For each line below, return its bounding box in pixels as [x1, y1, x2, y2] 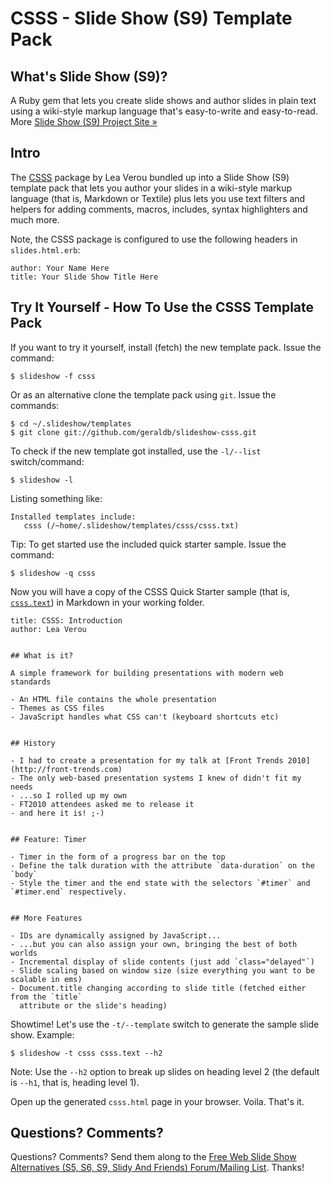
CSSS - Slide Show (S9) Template [10, 7, 293, 30]
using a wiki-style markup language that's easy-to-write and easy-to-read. [10, 105, 318, 117]
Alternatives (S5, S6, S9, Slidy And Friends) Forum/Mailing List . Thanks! [10, 1162, 305, 1174]
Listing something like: [10, 492, 103, 504]
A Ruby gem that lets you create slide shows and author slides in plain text [10, 95, 317, 106]
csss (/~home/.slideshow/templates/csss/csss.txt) [23, 520, 240, 531]
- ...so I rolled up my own [10, 790, 128, 801]
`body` [10, 869, 38, 879]
